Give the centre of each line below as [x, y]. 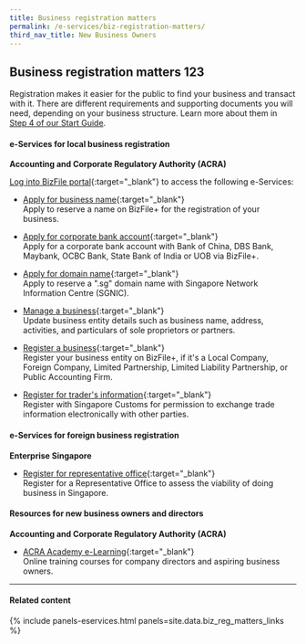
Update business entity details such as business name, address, [143, 321]
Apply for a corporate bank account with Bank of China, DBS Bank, [148, 247]
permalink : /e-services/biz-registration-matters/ [107, 26]
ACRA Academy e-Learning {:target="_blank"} [108, 551]
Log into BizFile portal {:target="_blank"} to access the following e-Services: [152, 182]
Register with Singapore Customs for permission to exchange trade [148, 405]
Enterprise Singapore [51, 455]
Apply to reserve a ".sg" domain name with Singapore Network [140, 283]
